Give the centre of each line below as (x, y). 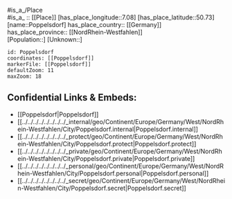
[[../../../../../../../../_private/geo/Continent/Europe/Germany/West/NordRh (120, 151)
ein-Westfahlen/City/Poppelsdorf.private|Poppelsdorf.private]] (106, 158)
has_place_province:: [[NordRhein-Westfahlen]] (75, 32)
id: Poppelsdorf (30, 52)
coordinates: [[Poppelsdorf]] (51, 58)
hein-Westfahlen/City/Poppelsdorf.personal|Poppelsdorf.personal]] (113, 173)
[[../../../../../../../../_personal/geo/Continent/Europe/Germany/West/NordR (120, 166)
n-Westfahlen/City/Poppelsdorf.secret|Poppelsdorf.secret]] (102, 188)
